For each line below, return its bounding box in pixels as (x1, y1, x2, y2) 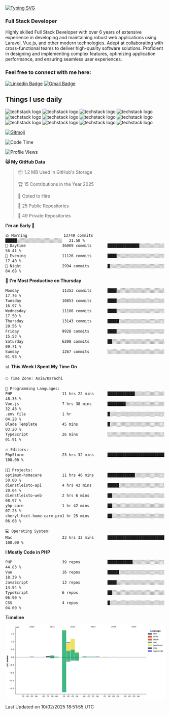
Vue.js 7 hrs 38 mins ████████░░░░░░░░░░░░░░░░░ (5, 401, 165, 407)
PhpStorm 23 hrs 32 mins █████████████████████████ (5, 452, 165, 458)
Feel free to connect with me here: (5, 69, 91, 76)
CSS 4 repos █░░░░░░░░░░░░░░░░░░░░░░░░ (5, 600, 165, 606)
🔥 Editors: (5, 447, 29, 453)
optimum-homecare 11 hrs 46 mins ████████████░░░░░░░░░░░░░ (5, 473, 165, 478)
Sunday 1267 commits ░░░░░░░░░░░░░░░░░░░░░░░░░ (5, 349, 165, 354)
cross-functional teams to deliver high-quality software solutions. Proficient (5, 45, 163, 51)
